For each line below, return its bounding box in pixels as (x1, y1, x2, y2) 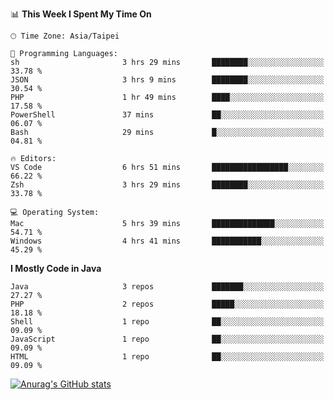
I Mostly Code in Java (10, 263, 102, 274)
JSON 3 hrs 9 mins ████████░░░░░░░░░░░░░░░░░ (10, 75, 325, 85)
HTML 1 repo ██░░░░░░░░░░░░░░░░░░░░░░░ (10, 352, 325, 362)
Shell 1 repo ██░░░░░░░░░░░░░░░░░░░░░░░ (10, 317, 325, 327)
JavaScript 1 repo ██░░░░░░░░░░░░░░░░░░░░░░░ (10, 334, 325, 344)
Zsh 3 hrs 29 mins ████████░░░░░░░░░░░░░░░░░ (10, 180, 325, 190)
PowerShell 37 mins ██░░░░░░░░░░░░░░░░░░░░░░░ (10, 110, 325, 120)
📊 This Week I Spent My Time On (10, 8, 152, 20)
